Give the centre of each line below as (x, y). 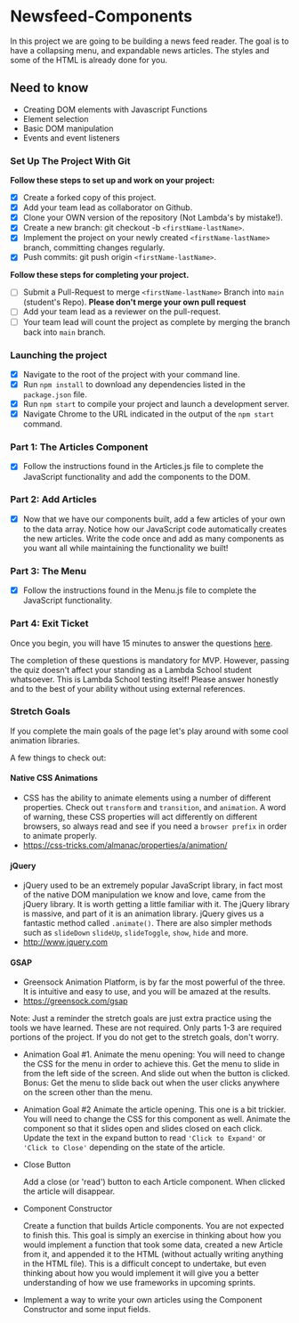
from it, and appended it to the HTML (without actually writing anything (153, 1254)
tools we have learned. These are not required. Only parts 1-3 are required (146, 1028)
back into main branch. (64, 332)
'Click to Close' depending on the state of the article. (124, 1148)
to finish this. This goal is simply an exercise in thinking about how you (152, 1236)
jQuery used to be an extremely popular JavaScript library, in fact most (153, 885)
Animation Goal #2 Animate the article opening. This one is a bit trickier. (154, 1109)
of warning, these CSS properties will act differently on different (140, 817)
